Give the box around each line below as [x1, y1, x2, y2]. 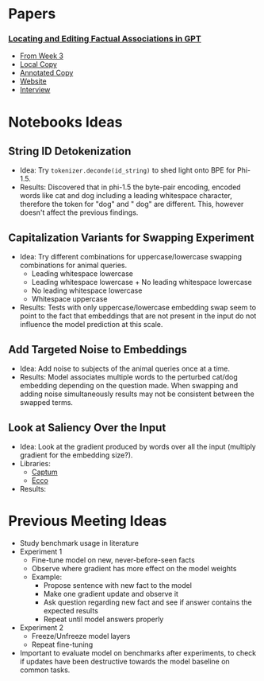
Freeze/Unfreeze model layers [31, 631, 131, 640]
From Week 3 [19, 51, 63, 60]
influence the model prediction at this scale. [19, 320, 163, 329]
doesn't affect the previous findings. [19, 208, 139, 217]
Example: [31, 572, 62, 582]
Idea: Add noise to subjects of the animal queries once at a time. [19, 364, 231, 374]
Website [19, 76, 48, 86]
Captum [31, 467, 58, 477]
